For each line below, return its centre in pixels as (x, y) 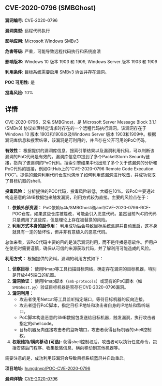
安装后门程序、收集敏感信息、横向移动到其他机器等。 (69, 348)
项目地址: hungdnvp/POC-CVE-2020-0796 (48, 368)
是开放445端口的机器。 (35, 275)
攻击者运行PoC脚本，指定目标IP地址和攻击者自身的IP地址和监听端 (84, 305)
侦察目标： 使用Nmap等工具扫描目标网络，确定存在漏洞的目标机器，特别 (84, 269)
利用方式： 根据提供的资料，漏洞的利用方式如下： (54, 258)
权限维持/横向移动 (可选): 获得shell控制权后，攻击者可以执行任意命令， (82, 341)
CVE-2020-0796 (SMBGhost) (51, 8)
